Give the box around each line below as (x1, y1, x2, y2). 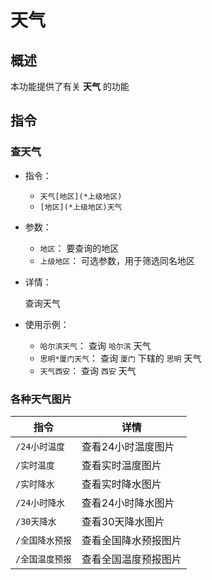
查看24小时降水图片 (81, 496, 175, 510)
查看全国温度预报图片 (81, 552, 182, 566)
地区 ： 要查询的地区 (39, 242, 120, 254)
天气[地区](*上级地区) (39, 191, 123, 201)
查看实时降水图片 (81, 477, 162, 491)
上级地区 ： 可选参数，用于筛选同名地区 (39, 254, 196, 266)
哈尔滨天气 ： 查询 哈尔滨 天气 (39, 339, 152, 351)
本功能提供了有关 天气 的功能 (10, 81, 130, 92)
